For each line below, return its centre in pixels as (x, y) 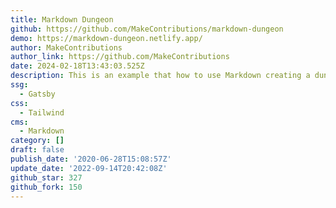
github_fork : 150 (46, 187)
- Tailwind (42, 112)
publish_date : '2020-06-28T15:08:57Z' (91, 159)
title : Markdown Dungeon (62, 19)
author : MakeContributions (66, 47)
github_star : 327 (46, 177)
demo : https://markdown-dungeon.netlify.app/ (106, 38)
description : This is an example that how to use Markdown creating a (160, 76)
